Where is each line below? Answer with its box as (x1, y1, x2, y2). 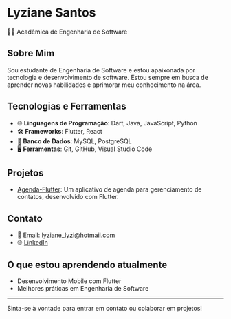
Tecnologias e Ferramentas (7, 101, 127, 112)
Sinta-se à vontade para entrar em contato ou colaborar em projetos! (7, 305, 203, 312)
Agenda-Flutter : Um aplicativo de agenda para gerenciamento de (16, 185, 202, 194)
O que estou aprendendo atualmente (7, 258, 168, 270)
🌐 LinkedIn (16, 238, 48, 247)
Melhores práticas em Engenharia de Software (16, 285, 149, 292)
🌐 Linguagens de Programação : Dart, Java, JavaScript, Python (16, 119, 198, 127)
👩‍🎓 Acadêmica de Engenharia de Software (7, 28, 128, 36)
